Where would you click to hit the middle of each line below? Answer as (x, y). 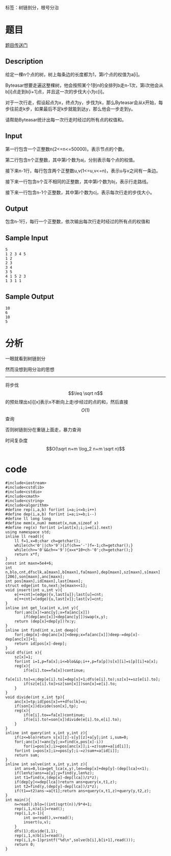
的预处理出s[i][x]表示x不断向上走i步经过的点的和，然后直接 (67, 401)
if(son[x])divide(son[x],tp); (47, 706)
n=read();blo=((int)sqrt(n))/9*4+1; (53, 804)
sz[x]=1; (24, 657)
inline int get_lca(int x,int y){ (42, 608)
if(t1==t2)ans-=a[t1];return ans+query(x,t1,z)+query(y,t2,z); (83, 791)
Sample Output (30, 297)
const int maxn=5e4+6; (29, 563)
